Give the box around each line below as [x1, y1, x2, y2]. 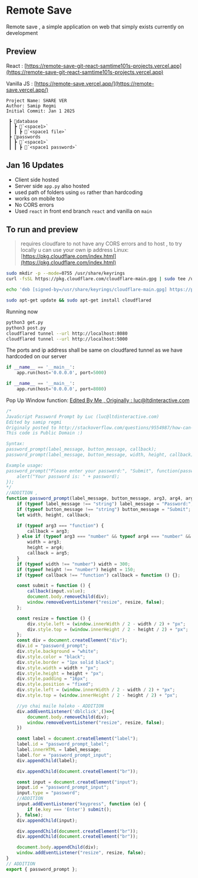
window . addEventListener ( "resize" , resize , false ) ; [16, 850, 146, 856]
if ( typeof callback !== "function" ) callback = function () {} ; [16, 572, 181, 578]
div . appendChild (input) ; [16, 817, 78, 824]
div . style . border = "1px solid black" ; [16, 659, 115, 665]
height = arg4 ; [27, 545, 65, 550]
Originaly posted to [6, 425, 57, 430]
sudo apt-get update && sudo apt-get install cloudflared [6, 297, 151, 303]
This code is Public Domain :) [6, 430, 83, 436]
